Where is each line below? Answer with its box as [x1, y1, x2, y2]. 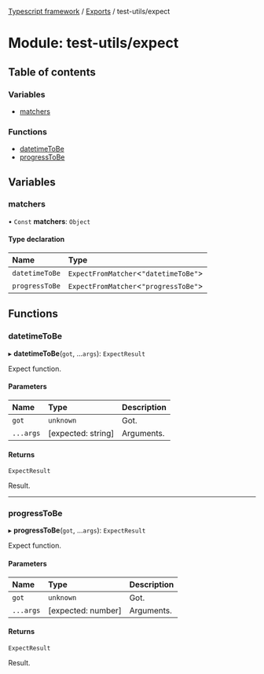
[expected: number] [48, 605, 122, 616]
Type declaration [8, 235, 65, 244]
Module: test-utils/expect [8, 35, 179, 52]
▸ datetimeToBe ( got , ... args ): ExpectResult [8, 349, 145, 358]
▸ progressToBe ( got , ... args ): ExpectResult [8, 526, 146, 535]
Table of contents [8, 65, 96, 79]
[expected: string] [48, 427, 115, 438]
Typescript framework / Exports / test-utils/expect [8, 7, 170, 16]
